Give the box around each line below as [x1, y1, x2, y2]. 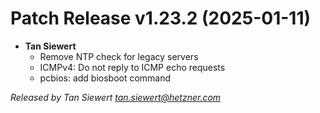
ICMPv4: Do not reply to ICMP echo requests [39, 61, 226, 73]
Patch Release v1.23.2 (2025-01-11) [10, 7, 312, 30]
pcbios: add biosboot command [39, 72, 172, 84]
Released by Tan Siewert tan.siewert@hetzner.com [10, 91, 222, 103]
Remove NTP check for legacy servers [39, 50, 199, 62]
